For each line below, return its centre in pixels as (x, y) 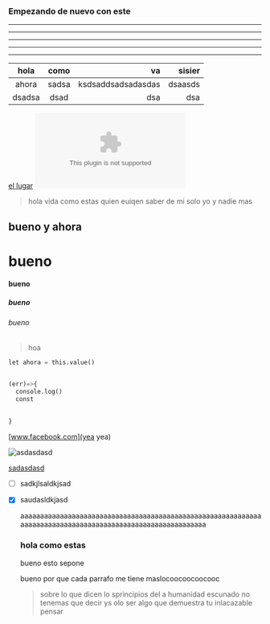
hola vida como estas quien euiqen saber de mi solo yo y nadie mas (140, 201)
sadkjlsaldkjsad (45, 484)
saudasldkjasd (44, 500)
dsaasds (184, 85)
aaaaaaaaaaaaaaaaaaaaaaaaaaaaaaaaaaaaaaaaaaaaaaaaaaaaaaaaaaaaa (141, 516)
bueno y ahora (45, 227)
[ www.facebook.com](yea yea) (59, 437)
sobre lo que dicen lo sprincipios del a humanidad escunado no (145, 594)
